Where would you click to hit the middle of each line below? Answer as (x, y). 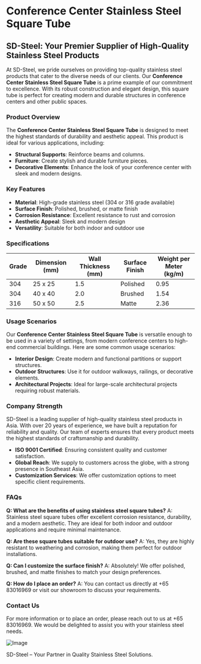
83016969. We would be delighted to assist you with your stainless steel (95, 625)
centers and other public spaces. (47, 101)
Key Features (26, 189)
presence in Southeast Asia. (50, 469)
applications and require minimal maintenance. (64, 530)
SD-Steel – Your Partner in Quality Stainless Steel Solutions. (80, 654)
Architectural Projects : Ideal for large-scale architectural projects (96, 384)
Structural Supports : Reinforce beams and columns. (80, 155)
